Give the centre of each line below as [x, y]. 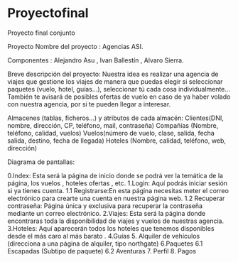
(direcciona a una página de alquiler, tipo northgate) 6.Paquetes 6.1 [105, 244]
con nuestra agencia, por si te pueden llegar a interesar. [89, 104]
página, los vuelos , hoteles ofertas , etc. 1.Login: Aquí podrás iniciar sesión [118, 183]
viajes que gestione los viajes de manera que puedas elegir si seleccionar [115, 81]
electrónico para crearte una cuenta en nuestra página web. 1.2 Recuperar [116, 198]
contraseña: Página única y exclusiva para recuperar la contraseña [105, 206]
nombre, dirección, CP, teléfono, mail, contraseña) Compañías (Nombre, [113, 125]
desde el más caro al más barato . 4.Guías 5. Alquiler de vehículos [104, 236]
